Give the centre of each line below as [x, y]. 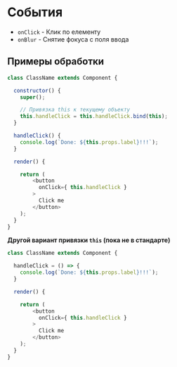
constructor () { [37, 90]
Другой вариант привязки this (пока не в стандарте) [89, 240]
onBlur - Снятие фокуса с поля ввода [73, 39]
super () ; [33, 97]
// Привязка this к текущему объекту [75, 110]
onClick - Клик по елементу [59, 32]
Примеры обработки [55, 62]
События [35, 12]
